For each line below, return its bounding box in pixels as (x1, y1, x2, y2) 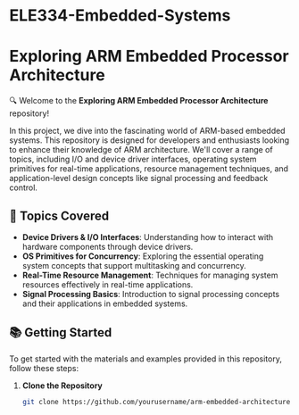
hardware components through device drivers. (21, 241, 194, 252)
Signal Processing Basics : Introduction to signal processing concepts (21, 288, 280, 299)
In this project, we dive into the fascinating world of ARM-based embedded (9, 126, 286, 137)
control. (9, 182, 38, 193)
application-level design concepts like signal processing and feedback (9, 173, 269, 184)
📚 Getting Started (9, 325, 112, 340)
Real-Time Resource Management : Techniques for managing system (21, 270, 278, 280)
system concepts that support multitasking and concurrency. (21, 260, 247, 270)
